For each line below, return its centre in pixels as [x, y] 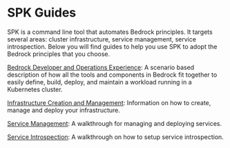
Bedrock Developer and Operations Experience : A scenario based [101, 67]
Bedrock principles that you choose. [59, 54]
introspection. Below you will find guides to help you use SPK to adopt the [112, 46]
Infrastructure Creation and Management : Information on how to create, [109, 102]
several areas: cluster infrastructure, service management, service [102, 39]
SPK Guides [42, 13]
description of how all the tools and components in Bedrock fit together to [112, 75]
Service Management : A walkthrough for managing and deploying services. [115, 123]
